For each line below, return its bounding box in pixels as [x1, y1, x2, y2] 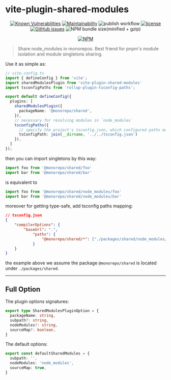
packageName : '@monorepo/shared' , [18, 108, 93, 114]
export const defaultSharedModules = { [5, 351, 90, 356]
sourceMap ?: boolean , [10, 327, 56, 332]
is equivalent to [5, 179, 37, 185]
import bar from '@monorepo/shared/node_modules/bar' [5, 194, 122, 199]
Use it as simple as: [5, 61, 46, 67]
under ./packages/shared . [5, 265, 60, 272]
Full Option [5, 285, 41, 293]
